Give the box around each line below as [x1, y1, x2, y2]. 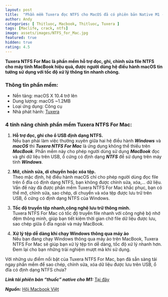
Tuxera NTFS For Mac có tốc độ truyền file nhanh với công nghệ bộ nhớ [12, 210, 160, 216]
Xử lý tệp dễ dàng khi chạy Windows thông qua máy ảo [12, 230, 129, 236]
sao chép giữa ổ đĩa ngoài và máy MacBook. [12, 221, 104, 227]
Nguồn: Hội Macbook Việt [5, 286, 59, 292]
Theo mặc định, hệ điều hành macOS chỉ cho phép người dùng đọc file [12, 174, 158, 180]
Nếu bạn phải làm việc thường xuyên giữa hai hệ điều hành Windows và [12, 138, 161, 144]
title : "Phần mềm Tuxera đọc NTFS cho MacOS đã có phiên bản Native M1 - [5, 12, 164, 17]
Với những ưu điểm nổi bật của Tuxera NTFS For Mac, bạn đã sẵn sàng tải [5, 256, 157, 262]
